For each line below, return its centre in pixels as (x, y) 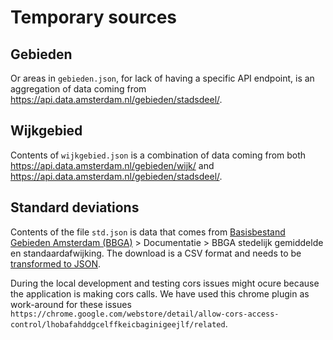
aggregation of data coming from (78, 89)
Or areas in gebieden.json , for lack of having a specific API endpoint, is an (162, 78)
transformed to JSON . (56, 263)
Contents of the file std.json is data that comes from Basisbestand (148, 232)
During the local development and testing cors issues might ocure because (165, 283)
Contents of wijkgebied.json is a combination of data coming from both (158, 155)
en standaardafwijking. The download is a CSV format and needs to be (156, 253)
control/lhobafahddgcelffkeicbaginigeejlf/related (118, 324)
